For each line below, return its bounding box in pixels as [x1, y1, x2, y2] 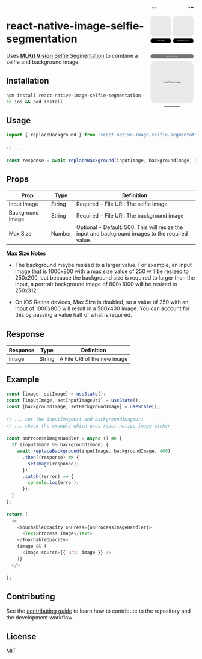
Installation [6, 76, 49, 86]
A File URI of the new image [59, 355, 128, 362]
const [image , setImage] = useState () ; [6, 391, 106, 397]
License [6, 631, 37, 642]
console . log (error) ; [28, 480, 79, 486]
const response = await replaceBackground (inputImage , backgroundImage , [6, 158, 192, 164]
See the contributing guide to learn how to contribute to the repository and [6, 607, 191, 615]
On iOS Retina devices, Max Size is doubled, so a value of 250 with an [14, 299, 189, 306]
